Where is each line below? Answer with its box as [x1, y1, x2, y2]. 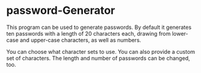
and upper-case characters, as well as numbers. [19, 36, 141, 43]
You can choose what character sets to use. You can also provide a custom [6, 48, 196, 55]
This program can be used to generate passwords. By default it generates [6, 24, 192, 31]
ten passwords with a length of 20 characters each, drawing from [6, 30, 171, 37]
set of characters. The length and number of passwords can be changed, [6, 54, 191, 62]
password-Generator [6, 4, 116, 17]
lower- [172, 30, 189, 37]
